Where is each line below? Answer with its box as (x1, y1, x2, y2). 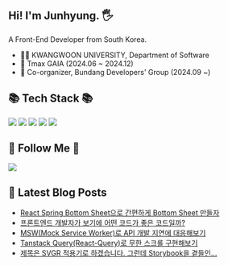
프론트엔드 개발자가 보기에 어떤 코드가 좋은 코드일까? (19, 218, 185, 228)
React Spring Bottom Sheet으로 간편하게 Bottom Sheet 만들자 (19, 208, 220, 218)
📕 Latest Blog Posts (8, 185, 107, 199)
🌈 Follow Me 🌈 (8, 142, 80, 156)
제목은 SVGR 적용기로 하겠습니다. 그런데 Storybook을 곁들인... (19, 248, 218, 258)
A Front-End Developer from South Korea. (8, 34, 147, 44)
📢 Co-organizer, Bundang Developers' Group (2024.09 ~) (19, 67, 211, 77)
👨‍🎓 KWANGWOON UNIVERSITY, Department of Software (19, 50, 209, 60)
